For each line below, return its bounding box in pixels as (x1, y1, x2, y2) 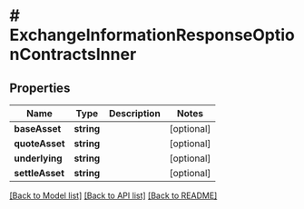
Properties (9, 80, 71, 95)
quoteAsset (14, 137, 65, 150)
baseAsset (14, 123, 62, 134)
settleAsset (14, 167, 65, 179)
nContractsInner (9, 45, 137, 65)
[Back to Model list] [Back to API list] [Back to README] (9, 190, 218, 201)
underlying (14, 152, 63, 164)
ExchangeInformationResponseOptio (9, 25, 295, 45)
